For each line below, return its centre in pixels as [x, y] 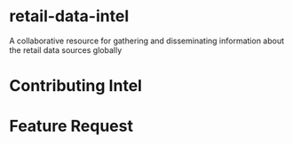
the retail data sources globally [66, 49]
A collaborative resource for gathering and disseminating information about [147, 41]
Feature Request [71, 126]
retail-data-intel [69, 16]
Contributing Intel [75, 86]
